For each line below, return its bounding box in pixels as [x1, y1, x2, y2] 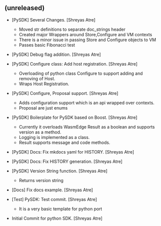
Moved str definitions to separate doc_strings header [19, 26, 126, 32]
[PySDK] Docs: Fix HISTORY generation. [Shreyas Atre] [11, 158, 123, 164]
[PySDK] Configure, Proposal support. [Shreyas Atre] [11, 90, 119, 96]
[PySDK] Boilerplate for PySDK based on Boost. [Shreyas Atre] [11, 114, 138, 120]
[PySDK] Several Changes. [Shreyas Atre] [11, 17, 96, 23]
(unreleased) [4, 4, 45, 12]
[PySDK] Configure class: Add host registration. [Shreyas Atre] [11, 61, 138, 67]
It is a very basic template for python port [19, 205, 102, 212]
